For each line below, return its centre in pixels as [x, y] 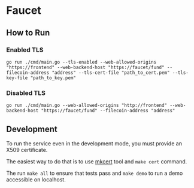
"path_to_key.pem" [53, 78]
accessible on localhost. [36, 179]
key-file [17, 78]
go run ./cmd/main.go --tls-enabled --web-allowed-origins [81, 62]
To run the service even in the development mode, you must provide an [94, 143]
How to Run [28, 33]
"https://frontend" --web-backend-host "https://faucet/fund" [85, 67]
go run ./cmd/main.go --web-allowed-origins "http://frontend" [87, 106]
